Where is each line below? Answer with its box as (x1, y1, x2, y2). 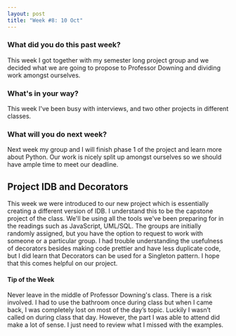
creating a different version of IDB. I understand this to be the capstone (7, 207, 214, 215)
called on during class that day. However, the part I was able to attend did (7, 314, 220, 322)
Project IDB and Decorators (7, 181, 129, 193)
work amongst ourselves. (7, 71, 81, 79)
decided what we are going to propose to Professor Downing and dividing (7, 63, 221, 72)
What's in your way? (7, 89, 79, 98)
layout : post (7, 10, 46, 18)
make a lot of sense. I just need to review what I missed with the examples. (7, 321, 223, 329)
